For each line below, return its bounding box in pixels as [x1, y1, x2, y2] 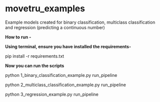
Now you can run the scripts [5, 63, 64, 68]
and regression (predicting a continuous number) [5, 24, 105, 30]
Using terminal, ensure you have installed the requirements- [5, 43, 131, 49]
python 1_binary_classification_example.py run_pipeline [5, 72, 118, 78]
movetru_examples [5, 3, 85, 14]
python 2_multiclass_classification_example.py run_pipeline [5, 82, 126, 88]
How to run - [5, 34, 31, 40]
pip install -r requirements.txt [5, 53, 64, 59]
